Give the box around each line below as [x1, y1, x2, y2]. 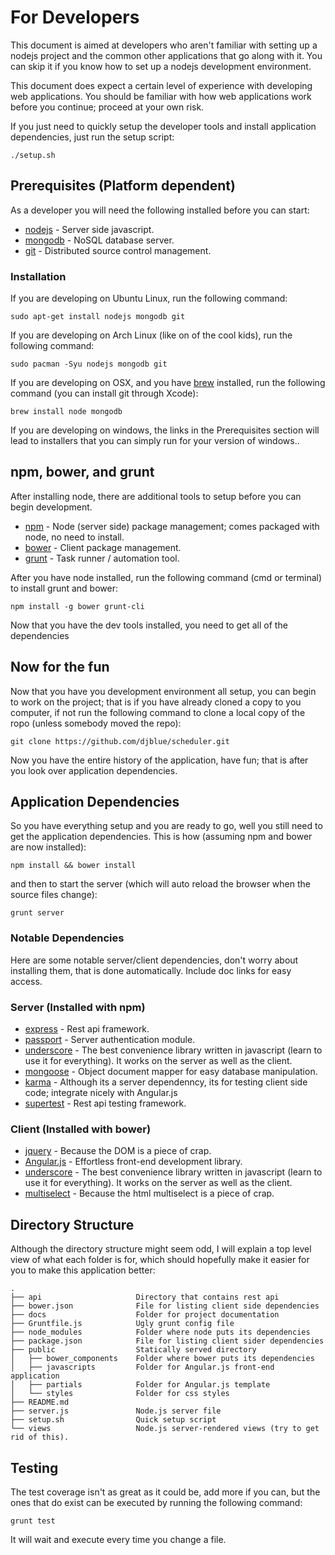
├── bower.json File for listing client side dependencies [10, 1301, 320, 1311]
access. [10, 975, 43, 987]
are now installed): [10, 841, 87, 853]
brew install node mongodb [10, 407, 123, 417]
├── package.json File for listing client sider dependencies [10, 1336, 325, 1346]
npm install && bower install [10, 861, 137, 871]
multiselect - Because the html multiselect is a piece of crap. [24, 1187, 275, 1200]
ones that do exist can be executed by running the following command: [10, 1497, 303, 1508]
